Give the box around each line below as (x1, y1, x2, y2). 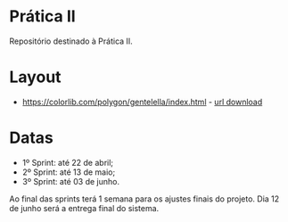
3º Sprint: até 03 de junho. (21, 176, 120, 186)
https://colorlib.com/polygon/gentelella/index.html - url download (21, 96, 263, 107)
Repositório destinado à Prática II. (9, 36, 134, 46)
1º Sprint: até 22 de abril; (21, 157, 114, 168)
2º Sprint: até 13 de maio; (21, 167, 116, 177)
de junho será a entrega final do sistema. (9, 202, 160, 213)
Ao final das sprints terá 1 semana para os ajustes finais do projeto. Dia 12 (9, 193, 280, 204)
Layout (9, 67, 62, 87)
